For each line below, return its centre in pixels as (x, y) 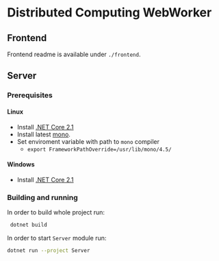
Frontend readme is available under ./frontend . (74, 54)
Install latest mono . (43, 134)
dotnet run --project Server (49, 250)
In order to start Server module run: (57, 238)
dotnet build (29, 225)
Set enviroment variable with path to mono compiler (88, 141)
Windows (21, 164)
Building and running (43, 197)
